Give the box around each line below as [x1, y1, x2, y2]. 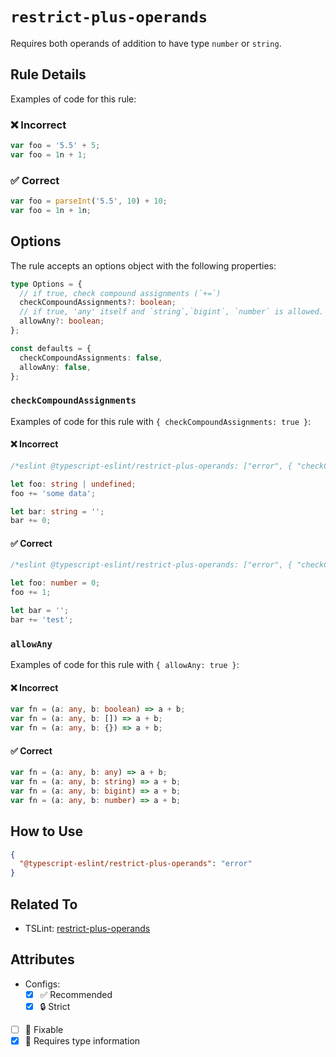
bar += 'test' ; [10, 614, 74, 625]
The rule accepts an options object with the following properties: [10, 259, 277, 272]
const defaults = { [10, 343, 92, 353]
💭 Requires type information [24, 1034, 141, 1047]
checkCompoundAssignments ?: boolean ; [19, 298, 177, 308]
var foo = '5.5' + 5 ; [10, 141, 101, 151]
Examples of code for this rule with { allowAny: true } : [10, 659, 240, 671]
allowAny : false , [19, 362, 92, 372]
